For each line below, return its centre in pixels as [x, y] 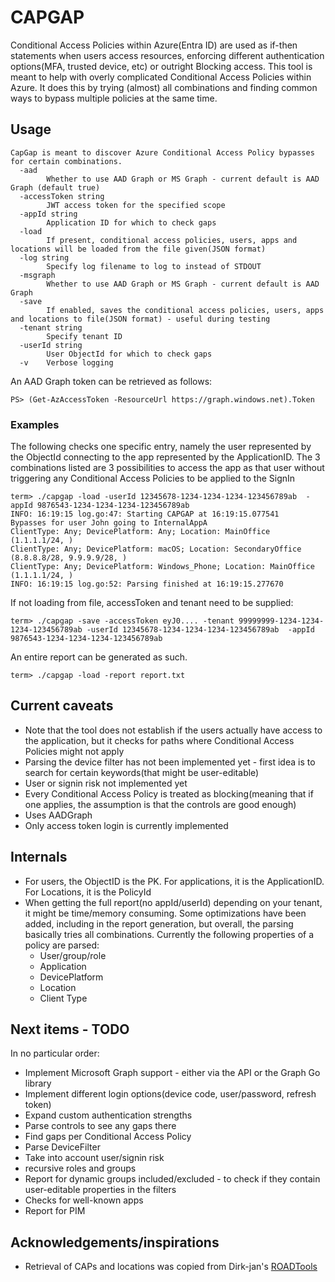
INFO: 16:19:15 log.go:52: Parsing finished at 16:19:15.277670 [147, 584]
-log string [44, 257]
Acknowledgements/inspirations [115, 1242]
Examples [35, 424]
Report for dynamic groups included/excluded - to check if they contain [172, 1179]
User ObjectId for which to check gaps [129, 354]
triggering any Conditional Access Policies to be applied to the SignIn [153, 478]
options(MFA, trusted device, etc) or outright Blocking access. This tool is [161, 66]
